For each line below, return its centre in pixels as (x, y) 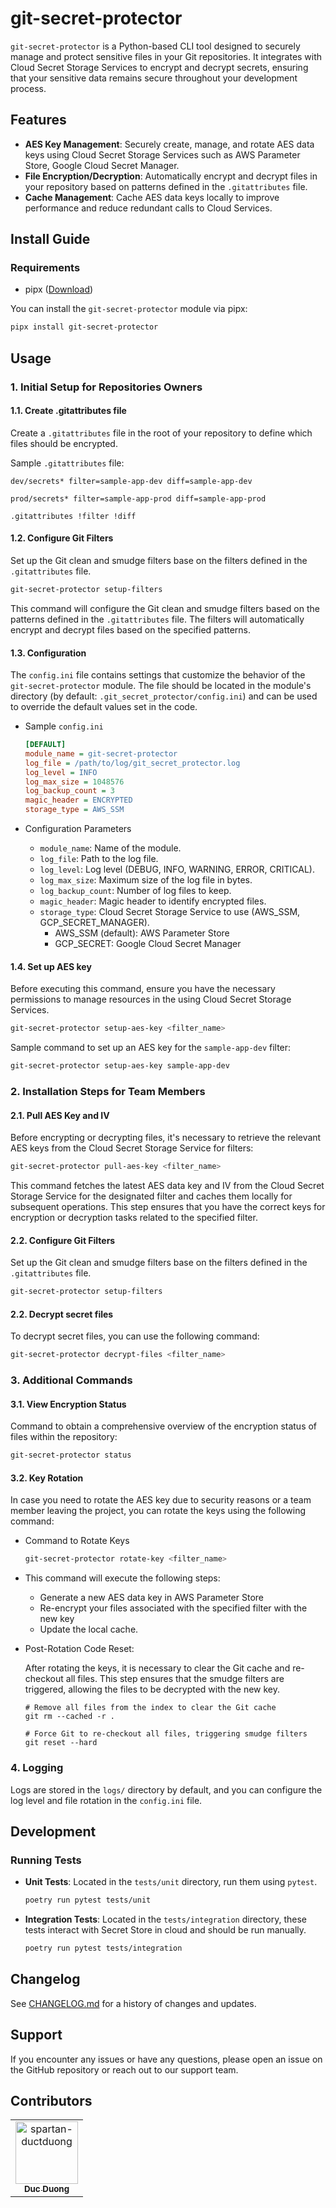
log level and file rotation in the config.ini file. (106, 1800)
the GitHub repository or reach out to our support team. (124, 2069)
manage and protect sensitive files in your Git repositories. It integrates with (166, 56)
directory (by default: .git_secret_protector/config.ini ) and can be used (164, 696)
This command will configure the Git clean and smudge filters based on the (165, 608)
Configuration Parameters (78, 829)
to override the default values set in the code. (104, 707)
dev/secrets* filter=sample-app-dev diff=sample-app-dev (131, 481)
